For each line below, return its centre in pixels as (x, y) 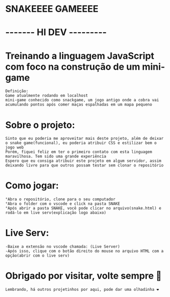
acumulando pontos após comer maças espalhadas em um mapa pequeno (79, 105)
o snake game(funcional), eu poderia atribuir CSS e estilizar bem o (81, 143)
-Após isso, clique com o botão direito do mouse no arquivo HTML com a (84, 251)
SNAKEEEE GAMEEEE (52, 9)
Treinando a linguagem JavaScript (80, 56)
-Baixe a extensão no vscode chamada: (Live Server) (63, 247)
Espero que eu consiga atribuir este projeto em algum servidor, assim (83, 161)
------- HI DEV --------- (56, 33)
